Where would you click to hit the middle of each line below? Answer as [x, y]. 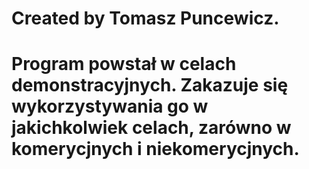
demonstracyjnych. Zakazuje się [150, 85]
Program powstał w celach [124, 64]
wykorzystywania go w [110, 106]
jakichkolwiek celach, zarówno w [151, 128]
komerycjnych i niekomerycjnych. [155, 149]
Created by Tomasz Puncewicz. [145, 18]
